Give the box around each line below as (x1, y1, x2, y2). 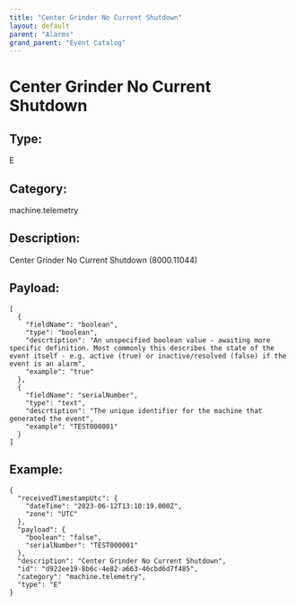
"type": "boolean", (25, 328, 99, 337)
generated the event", (9, 414, 94, 423)
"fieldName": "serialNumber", (25, 391, 139, 400)
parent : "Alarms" (9, 30, 74, 39)
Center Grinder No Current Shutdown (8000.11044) (9, 255, 198, 265)
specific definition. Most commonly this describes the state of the (9, 343, 275, 352)
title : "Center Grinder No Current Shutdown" (9, 13, 182, 22)
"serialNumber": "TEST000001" (25, 540, 139, 549)
